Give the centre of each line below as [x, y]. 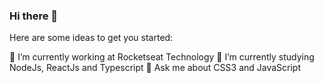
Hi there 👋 [34, 16]
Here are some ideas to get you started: [91, 38]
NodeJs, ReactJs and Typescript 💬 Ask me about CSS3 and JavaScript [155, 68]
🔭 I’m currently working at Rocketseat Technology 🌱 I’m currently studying [162, 57]
